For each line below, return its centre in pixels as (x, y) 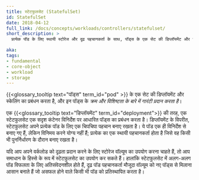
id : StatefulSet (26, 17)
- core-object (24, 67)
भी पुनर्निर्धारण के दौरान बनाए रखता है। (42, 140)
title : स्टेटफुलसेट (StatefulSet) (44, 12)
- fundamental (24, 61)
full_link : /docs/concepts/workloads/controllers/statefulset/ (86, 28)
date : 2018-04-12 (28, 23)
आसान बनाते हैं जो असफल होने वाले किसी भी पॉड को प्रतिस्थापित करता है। (76, 172)
